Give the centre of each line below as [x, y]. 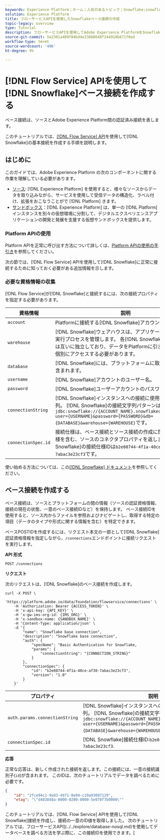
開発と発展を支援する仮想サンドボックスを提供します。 [98, 220]
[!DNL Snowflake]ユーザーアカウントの [100, 389]
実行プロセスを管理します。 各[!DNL [97, 339]
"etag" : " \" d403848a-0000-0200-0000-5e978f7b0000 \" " [69, 800]
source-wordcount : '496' [30, 46]
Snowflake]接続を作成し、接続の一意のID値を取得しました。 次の [71, 820]
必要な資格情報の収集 [30, 282]
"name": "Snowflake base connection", [62, 632]
